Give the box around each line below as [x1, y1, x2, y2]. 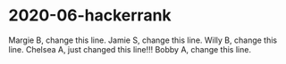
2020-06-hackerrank [8, 5, 172, 26]
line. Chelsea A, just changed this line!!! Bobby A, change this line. [8, 44, 252, 54]
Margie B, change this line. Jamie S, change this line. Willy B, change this [8, 35, 278, 45]
